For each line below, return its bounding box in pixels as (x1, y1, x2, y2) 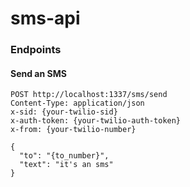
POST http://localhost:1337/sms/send (10, 90, 168, 100)
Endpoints (10, 43, 62, 57)
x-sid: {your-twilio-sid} (10, 107, 118, 117)
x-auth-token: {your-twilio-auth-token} (10, 116, 182, 126)
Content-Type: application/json (10, 98, 145, 109)
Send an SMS (10, 67, 67, 79)
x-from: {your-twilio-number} (10, 125, 137, 135)
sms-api (10, 7, 81, 30)
